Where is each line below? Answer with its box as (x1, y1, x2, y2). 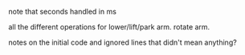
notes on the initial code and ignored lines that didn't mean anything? (8, 37, 237, 47)
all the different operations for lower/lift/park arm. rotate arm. (8, 22, 210, 31)
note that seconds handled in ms (8, 7, 116, 16)
